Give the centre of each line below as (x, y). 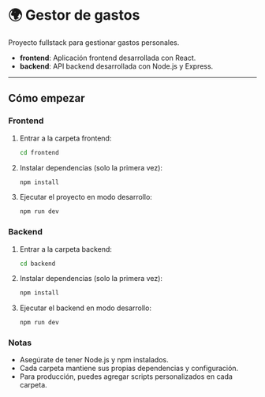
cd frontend (39, 152)
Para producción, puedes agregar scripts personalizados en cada (126, 376)
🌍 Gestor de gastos (74, 15)
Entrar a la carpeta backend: (66, 249)
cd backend (37, 264)
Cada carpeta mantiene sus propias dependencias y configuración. (129, 369)
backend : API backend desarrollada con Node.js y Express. (116, 66)
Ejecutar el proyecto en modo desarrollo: (86, 197)
